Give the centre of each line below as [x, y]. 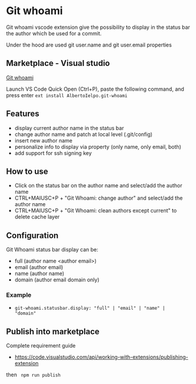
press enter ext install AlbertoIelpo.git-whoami [67, 95]
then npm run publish [33, 375]
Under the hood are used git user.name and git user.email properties [89, 45]
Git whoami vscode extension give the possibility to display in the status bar [98, 27]
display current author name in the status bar [69, 128]
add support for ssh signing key [53, 153]
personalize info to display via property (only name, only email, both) [98, 147]
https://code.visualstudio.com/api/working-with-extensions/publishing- [101, 357]
